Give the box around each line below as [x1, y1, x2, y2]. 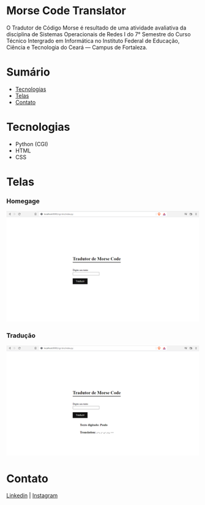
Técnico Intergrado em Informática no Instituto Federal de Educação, [6, 37, 180, 44]
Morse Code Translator [6, 4, 127, 18]
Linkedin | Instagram [6, 492, 58, 499]
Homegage [6, 197, 40, 205]
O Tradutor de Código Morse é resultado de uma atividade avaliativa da [6, 24, 187, 31]
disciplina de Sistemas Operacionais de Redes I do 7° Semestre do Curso [6, 30, 191, 37]
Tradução [6, 331, 35, 340]
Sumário [6, 65, 50, 79]
